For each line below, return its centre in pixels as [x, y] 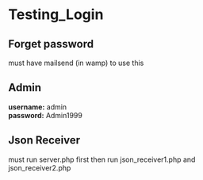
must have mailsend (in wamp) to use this [76, 63]
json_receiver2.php [40, 167]
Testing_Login [56, 15]
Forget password [51, 44]
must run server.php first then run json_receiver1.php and [102, 159]
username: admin [38, 107]
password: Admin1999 [46, 115]
